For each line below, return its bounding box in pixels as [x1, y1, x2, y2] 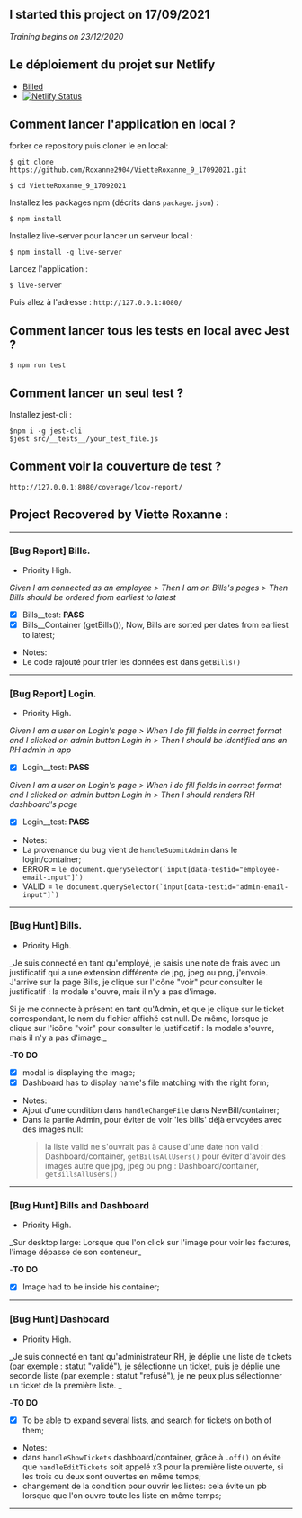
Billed [22, 81, 43, 92]
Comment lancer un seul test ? [9, 385, 184, 400]
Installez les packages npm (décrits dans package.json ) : [9, 197, 218, 208]
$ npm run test [9, 361, 67, 370]
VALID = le [22, 881, 64, 892]
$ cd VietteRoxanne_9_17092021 [9, 182, 127, 191]
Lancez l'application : [9, 264, 88, 274]
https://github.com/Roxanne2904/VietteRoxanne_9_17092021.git [9, 166, 247, 175]
